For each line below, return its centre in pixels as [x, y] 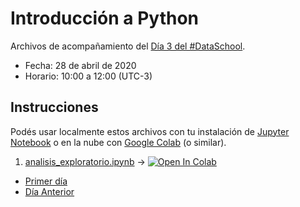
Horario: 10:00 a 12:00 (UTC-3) [88, 76]
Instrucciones [54, 107]
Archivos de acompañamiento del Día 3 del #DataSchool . [128, 46]
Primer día [46, 181]
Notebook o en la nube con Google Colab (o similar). [118, 142]
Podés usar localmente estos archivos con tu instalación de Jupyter [150, 131]
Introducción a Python [105, 18]
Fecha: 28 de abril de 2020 [80, 65]
